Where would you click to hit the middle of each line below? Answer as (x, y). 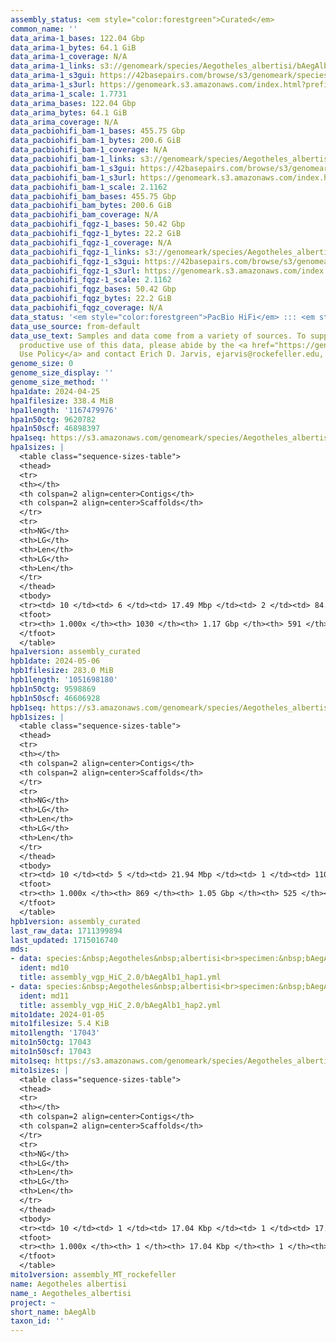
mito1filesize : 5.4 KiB (60, 1024)
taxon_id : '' (37, 1321)
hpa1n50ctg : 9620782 (53, 419)
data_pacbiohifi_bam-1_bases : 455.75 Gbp (98, 131)
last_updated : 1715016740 (64, 940)
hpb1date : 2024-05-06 (55, 661)
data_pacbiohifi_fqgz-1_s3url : (75, 271)
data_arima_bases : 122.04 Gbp (73, 103)
